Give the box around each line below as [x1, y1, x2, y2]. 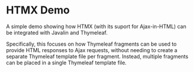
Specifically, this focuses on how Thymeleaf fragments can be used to [6, 40, 177, 47]
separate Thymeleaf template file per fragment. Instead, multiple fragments [6, 53, 189, 60]
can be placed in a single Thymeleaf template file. [6, 59, 127, 66]
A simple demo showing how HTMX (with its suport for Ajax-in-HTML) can [6, 23, 186, 30]
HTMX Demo [6, 4, 70, 17]
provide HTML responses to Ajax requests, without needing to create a [6, 46, 178, 53]
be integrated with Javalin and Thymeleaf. [6, 29, 108, 36]
